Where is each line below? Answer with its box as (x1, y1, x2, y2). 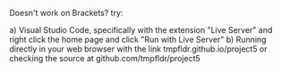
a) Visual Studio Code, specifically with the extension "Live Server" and (9, 25, 273, 35)
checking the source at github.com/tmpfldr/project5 (9, 53, 201, 63)
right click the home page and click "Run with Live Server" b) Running (9, 35, 267, 44)
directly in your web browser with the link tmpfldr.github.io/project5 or (9, 44, 268, 54)
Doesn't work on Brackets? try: (9, 8, 123, 18)
